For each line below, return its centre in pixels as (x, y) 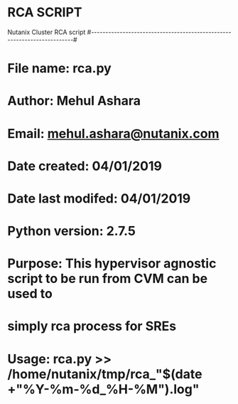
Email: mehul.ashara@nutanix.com (113, 133)
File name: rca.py (59, 69)
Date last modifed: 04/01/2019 (99, 198)
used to (30, 294)
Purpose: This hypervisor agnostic (112, 264)
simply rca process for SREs (92, 326)
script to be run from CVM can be (108, 279)
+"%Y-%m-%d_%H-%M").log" (103, 389)
